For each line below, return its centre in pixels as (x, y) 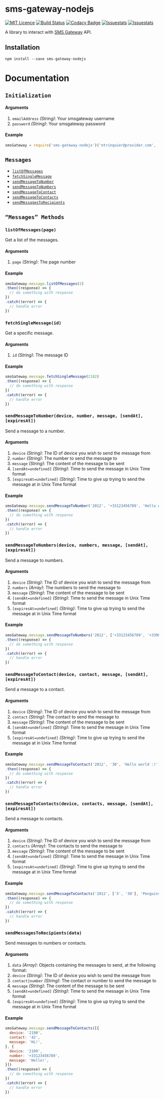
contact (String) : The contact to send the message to (66, 717)
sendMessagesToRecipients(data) (43, 933)
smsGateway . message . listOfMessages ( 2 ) (44, 284)
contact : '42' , (25, 1038)
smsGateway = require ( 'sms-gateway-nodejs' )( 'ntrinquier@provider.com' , (81, 145)
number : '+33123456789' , (35, 1056)
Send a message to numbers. (35, 560)
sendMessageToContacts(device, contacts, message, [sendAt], (79, 803)
